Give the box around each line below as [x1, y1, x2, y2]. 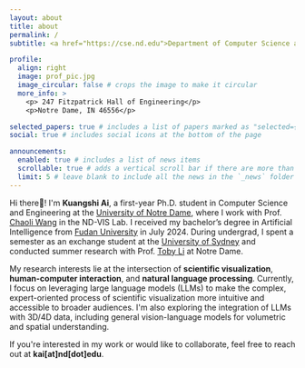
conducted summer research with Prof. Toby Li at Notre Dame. [9, 245, 243, 256]
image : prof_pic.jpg [17, 72, 95, 82]
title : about [9, 22, 59, 31]
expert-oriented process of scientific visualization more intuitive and [9, 292, 265, 303]
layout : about [9, 13, 64, 23]
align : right [17, 64, 67, 73]
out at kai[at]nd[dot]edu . [9, 348, 104, 359]
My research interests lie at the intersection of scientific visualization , [9, 263, 274, 274]
